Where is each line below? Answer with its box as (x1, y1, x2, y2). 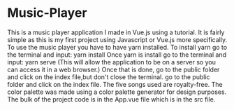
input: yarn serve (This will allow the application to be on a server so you (7, 57, 217, 66)
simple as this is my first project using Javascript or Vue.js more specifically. (7, 35, 228, 43)
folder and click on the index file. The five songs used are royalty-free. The (7, 80, 223, 88)
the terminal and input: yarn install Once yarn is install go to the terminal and (7, 50, 227, 59)
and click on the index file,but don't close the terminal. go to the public (7, 72, 211, 81)
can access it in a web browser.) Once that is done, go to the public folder (7, 65, 220, 74)
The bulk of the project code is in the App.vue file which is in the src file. (7, 95, 216, 103)
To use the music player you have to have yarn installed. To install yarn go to (7, 43, 228, 51)
